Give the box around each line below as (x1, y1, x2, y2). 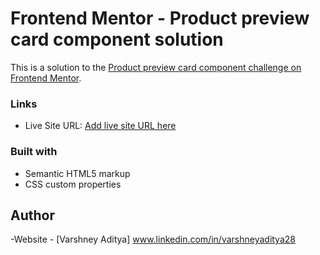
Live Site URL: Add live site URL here (24, 120, 177, 132)
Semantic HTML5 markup (24, 167, 131, 179)
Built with (10, 145, 58, 159)
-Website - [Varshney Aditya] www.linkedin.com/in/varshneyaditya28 (10, 233, 296, 246)
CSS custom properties (24, 178, 122, 190)
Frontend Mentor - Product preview (10, 7, 310, 30)
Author (10, 207, 55, 224)
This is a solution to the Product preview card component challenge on (10, 61, 302, 73)
